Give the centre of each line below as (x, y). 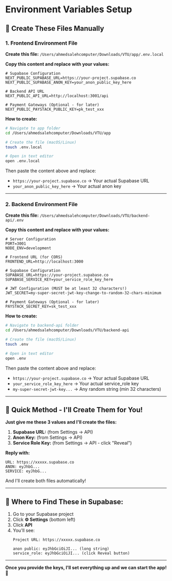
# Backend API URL (25, 91)
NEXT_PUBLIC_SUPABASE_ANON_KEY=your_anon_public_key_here (68, 82)
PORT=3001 (16, 244)
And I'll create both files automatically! (46, 481)
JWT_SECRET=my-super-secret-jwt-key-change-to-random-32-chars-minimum (83, 293)
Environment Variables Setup (69, 9)
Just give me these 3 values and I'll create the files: (61, 422)
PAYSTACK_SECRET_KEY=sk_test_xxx (41, 307)
